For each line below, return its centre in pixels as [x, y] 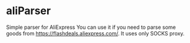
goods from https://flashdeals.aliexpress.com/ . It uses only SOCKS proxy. [95, 33]
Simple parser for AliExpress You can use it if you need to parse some [91, 27]
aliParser [29, 11]
